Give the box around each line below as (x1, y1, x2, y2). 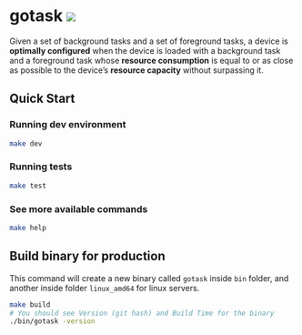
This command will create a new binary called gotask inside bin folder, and (9, 272, 289, 283)
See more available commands (9, 202, 148, 215)
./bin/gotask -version (9, 317, 96, 326)
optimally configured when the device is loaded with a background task (9, 45, 281, 56)
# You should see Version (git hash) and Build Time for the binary (9, 309, 275, 318)
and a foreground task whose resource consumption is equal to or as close (9, 55, 294, 66)
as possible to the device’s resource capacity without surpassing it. (9, 65, 264, 76)
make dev (9, 138, 43, 148)
